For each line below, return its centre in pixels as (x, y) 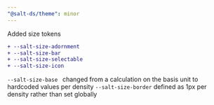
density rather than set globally (52, 94)
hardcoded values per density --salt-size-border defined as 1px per (107, 87)
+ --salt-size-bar (34, 53)
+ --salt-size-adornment (44, 46)
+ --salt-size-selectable (45, 59)
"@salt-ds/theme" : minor (44, 14)
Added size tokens (34, 34)
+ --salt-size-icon (36, 66)
